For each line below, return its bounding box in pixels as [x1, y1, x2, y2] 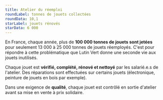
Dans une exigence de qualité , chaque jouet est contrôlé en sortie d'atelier [5, 84, 157, 90]
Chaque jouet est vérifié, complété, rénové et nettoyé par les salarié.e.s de [5, 65, 159, 70]
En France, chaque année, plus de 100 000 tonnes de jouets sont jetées [5, 39, 153, 45]
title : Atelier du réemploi [5, 7, 63, 12]
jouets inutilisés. [5, 55, 38, 61]
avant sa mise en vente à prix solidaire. [5, 90, 84, 96]
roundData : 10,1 [5, 16, 38, 21]
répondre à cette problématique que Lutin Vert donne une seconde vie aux [5, 50, 156, 56]
